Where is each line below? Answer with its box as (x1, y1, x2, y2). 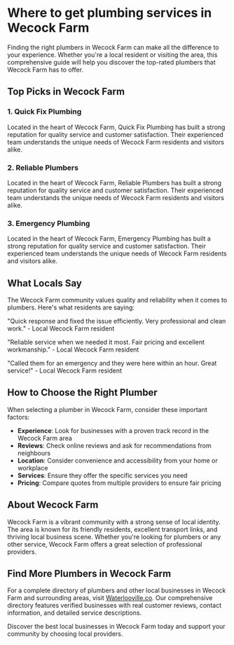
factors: (7, 413, 30, 421)
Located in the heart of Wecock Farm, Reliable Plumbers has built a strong (7, 178, 222, 187)
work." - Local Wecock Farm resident (7, 324, 115, 333)
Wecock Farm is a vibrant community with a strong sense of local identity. (7, 517, 221, 526)
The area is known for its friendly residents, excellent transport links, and (7, 525, 218, 533)
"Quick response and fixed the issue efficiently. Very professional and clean (7, 317, 226, 326)
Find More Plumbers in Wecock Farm (7, 568, 172, 580)
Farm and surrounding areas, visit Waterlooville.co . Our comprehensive (7, 594, 213, 602)
